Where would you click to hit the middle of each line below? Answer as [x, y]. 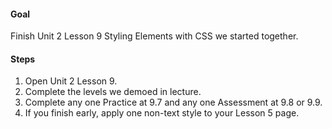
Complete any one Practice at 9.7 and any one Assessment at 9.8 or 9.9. [173, 102]
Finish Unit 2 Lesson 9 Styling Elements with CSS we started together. [154, 36]
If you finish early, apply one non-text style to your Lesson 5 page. [162, 113]
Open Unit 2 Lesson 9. [71, 81]
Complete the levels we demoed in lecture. [113, 92]
